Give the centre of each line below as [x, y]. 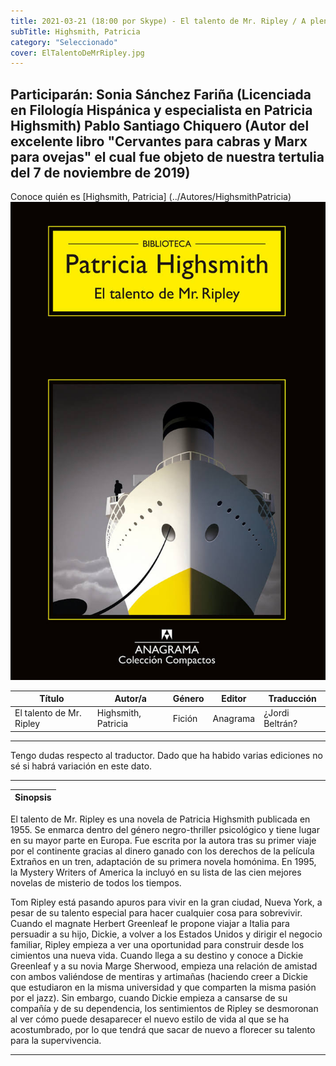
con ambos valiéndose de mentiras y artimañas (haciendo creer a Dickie [159, 976]
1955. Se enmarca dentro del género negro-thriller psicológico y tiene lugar [165, 829]
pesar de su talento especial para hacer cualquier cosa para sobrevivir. [156, 912]
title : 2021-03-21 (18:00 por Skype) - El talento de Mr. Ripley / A [158, 21]
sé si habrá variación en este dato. [81, 766]
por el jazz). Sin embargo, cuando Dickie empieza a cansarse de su [149, 997]
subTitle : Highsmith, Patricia [75, 31]
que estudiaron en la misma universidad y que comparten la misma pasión [163, 987]
